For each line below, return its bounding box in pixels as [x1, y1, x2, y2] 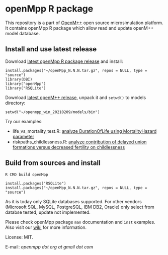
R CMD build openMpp [5, 172, 49, 177]
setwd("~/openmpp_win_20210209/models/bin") [5, 109, 100, 115]
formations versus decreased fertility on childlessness [12, 144, 125, 150]
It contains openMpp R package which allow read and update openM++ [5, 25, 154, 31]
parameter [12, 133, 34, 139]
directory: [5, 100, 26, 106]
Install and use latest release [5, 45, 97, 53]
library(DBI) [5, 76, 33, 82]
